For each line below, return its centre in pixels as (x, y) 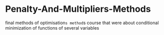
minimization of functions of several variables (52, 28)
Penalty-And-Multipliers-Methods (78, 9)
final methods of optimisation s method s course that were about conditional (82, 23)
